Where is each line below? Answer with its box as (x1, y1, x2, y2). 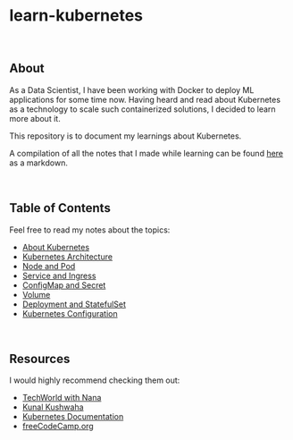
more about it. (9, 113, 61, 123)
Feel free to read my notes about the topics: (9, 224, 171, 235)
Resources (9, 351, 71, 367)
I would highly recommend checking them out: (9, 375, 180, 385)
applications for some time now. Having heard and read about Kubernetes (9, 94, 281, 105)
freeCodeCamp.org (21, 421, 94, 432)
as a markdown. (9, 157, 69, 168)
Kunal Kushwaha (21, 402, 84, 412)
